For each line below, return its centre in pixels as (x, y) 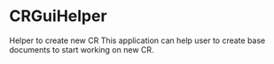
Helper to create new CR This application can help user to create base (137, 40)
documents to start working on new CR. (82, 49)
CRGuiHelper (59, 16)
